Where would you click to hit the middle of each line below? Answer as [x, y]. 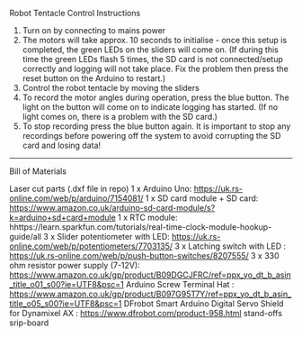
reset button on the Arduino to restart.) [94, 78]
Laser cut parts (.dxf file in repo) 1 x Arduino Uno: [101, 189]
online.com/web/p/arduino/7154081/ [76, 198]
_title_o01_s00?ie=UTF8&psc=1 [67, 284]
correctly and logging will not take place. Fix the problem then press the [155, 68]
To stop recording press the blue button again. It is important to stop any [156, 126]
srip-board [29, 323]
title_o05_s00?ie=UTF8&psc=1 [66, 304]
